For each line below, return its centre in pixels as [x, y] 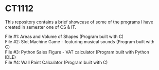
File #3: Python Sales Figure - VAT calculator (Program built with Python [77, 52]
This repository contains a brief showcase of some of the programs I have [79, 22]
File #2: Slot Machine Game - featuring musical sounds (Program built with [80, 41]
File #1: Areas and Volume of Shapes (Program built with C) [64, 36]
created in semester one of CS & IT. [41, 27]
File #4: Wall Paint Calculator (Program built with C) [56, 62]
